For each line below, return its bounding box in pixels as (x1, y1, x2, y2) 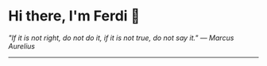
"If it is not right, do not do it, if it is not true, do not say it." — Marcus (8, 33, 234, 42)
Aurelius (8, 41, 36, 50)
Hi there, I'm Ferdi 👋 (8, 7, 141, 25)
